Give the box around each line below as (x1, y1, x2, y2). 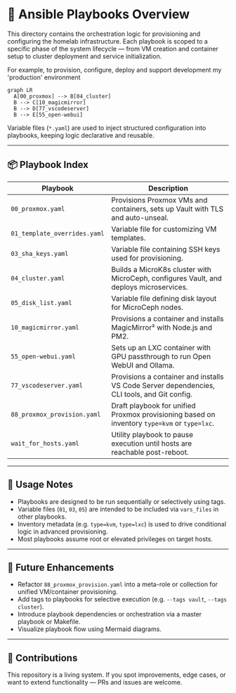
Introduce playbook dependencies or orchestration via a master (17, 610, 202, 618)
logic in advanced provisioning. (17, 527, 108, 536)
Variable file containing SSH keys (111, 244, 221, 254)
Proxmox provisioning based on (111, 409, 216, 419)
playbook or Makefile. (17, 618, 81, 626)
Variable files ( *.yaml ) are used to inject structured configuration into (7, 123, 206, 132)
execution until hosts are (111, 439, 192, 448)
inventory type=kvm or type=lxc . (111, 418, 215, 428)
